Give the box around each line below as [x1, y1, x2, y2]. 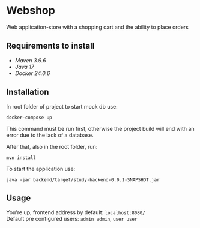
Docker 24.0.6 [14, 70, 50, 77]
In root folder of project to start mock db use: [6, 103, 118, 110]
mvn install [6, 154, 36, 161]
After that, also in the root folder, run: [6, 143, 98, 150]
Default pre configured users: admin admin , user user [6, 215, 138, 223]
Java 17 [14, 63, 34, 70]
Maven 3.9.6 [14, 56, 46, 64]
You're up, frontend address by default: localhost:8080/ [6, 209, 145, 216]
